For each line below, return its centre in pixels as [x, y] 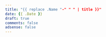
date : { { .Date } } [24, 14]
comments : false [21, 23]
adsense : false [21, 27]
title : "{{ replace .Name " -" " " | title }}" [53, 9]
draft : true [17, 18]
